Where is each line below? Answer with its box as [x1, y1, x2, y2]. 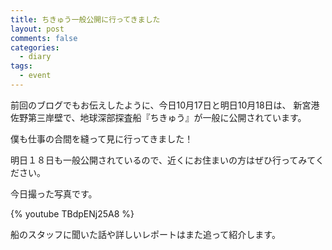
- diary [19, 52, 52, 62]
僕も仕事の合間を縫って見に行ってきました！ [10, 132, 194, 145]
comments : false [10, 33, 78, 43]
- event [19, 71, 52, 81]
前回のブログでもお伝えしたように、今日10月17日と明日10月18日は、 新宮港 [10, 99, 320, 111]
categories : [10, 42, 60, 53]
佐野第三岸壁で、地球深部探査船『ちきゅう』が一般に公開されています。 [10, 111, 307, 123]
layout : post [10, 24, 65, 34]
